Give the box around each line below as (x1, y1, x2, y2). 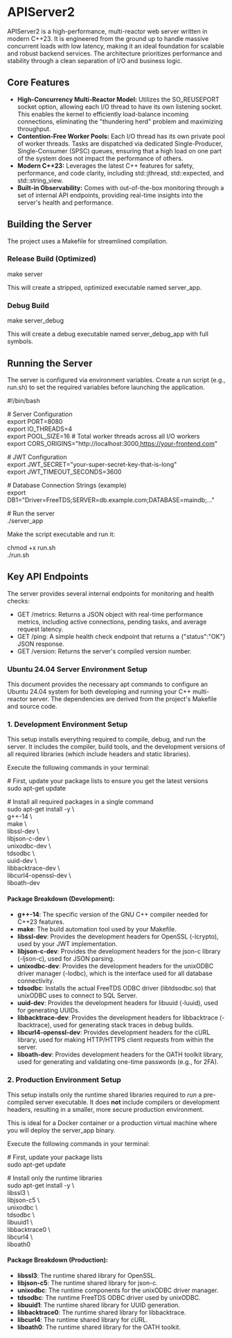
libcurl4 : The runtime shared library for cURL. (17, 1316, 148, 1324)
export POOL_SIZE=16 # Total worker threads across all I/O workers (7, 431, 200, 440)
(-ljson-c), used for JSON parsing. (17, 954, 115, 963)
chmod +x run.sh (7, 543, 56, 551)
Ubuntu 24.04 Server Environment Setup (7, 664, 148, 674)
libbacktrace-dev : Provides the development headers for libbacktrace (17, 1013, 218, 1022)
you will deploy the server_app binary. (7, 1126, 116, 1134)
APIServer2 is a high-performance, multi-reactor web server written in (7, 27, 208, 35)
